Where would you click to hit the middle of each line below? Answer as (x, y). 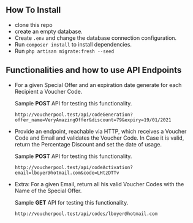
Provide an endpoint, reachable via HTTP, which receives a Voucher (100, 131)
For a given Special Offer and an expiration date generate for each (98, 85)
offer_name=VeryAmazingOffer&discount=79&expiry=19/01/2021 (93, 120)
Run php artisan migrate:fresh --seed (64, 51)
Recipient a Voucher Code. (48, 91)
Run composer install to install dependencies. (73, 44)
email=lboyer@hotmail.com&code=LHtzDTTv (67, 173)
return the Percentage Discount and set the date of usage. (88, 144)
